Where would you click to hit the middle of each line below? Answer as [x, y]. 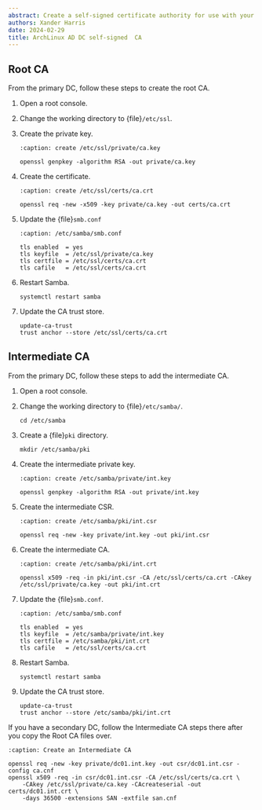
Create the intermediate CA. [64, 549]
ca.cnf [44, 771]
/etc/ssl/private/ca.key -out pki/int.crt [90, 585]
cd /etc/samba [42, 420]
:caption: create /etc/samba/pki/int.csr [88, 521]
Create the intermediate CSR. [67, 507]
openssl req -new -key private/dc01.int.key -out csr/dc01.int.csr [121, 764]
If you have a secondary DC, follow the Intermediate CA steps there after [126, 727]
